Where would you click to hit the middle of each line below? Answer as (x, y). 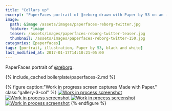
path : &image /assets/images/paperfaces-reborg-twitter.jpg (75, 24)
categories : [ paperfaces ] (33, 43)
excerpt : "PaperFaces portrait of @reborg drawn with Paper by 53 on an (84, 15)
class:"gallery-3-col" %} (31, 92)
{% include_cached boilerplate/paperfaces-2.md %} (61, 77)
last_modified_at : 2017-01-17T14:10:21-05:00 (55, 52)
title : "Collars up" (27, 10)
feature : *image (27, 29)
